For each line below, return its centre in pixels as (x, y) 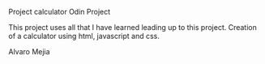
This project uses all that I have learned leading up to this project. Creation (133, 27)
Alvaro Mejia (29, 51)
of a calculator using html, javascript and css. (84, 36)
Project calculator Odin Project (60, 12)
